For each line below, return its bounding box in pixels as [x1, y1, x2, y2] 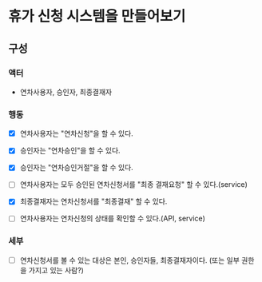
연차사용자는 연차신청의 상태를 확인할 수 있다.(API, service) [19, 213, 206, 224]
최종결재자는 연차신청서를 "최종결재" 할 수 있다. [19, 197, 168, 206]
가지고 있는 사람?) [28, 265, 84, 275]
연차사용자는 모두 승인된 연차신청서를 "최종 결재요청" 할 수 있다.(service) [19, 180, 248, 189]
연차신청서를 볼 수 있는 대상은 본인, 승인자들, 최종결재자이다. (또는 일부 [19, 255, 240, 264]
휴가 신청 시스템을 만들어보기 [8, 7, 186, 26]
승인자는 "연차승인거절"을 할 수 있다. [19, 163, 133, 173]
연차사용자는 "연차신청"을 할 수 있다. [19, 129, 133, 138]
